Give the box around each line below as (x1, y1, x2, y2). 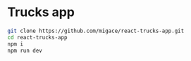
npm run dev (7, 47, 42, 54)
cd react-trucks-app (7, 34, 68, 41)
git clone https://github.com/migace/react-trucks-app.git (7, 27, 185, 34)
